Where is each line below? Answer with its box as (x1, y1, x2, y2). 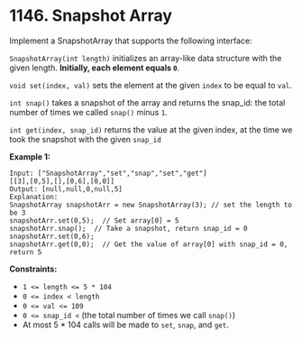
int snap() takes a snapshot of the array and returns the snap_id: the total (9, 96, 286, 108)
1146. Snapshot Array (9, 5, 173, 26)
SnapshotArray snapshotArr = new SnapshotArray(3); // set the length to (9, 200, 293, 209)
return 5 (9, 247, 42, 257)
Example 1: (9, 151, 51, 162)
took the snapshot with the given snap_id (9, 133, 162, 144)
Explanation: (9, 192, 59, 201)
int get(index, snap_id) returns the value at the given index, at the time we (9, 124, 293, 135)
